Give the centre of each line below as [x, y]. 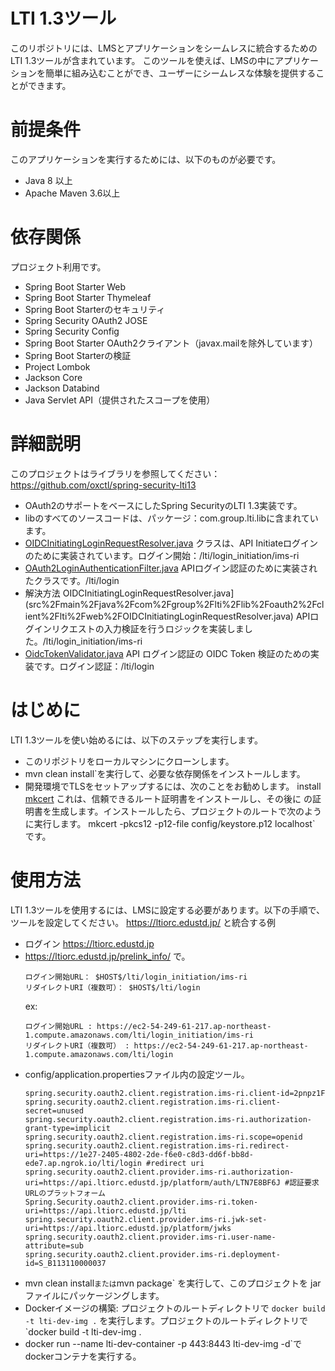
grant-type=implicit [67, 1128]
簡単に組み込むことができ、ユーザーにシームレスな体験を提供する [180, 73]
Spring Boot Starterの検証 [78, 355]
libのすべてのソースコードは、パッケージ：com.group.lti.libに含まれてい [171, 518]
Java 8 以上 [48, 180]
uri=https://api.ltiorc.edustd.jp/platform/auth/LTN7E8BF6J [152, 1182]
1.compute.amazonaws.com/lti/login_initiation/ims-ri [139, 1035]
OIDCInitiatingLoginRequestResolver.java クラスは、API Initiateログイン [171, 543]
